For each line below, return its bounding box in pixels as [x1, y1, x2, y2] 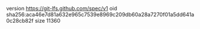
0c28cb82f [6, 17, 34, 24]
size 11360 [35, 17, 61, 24]
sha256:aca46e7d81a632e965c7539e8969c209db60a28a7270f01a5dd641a [6, 11, 195, 18]
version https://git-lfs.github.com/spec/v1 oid [6, 5, 118, 12]
